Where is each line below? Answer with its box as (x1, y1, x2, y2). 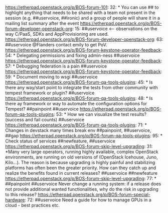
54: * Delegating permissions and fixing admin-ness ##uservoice (5, 52, 140, 58)
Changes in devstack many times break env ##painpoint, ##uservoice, (5, 127, 151, 133)
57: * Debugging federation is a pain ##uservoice (5, 63, 107, 69)
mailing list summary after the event (5, 20, 79, 26)
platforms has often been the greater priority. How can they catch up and (5, 165, 156, 171)
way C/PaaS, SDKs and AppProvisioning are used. (5, 31, 109, 37)
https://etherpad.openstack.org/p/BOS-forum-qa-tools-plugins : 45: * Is (5, 79, 153, 85)
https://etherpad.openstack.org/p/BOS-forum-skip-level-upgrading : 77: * (5, 176, 157, 181)
